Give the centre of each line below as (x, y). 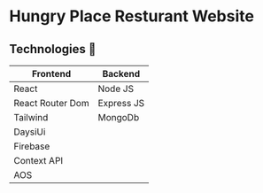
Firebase (32, 146)
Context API (39, 161)
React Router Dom (52, 103)
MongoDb (119, 117)
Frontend (51, 74)
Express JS (121, 103)
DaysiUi (30, 132)
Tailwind (31, 117)
